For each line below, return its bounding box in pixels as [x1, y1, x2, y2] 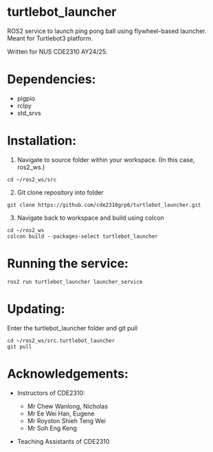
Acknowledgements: [7, 365, 129, 381]
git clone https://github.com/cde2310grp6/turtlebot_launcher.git [7, 201, 201, 208]
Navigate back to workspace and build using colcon [16, 214, 165, 222]
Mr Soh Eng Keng [27, 424, 78, 432]
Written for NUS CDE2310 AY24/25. [7, 47, 108, 56]
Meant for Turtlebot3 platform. [7, 34, 93, 42]
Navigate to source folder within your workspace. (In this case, [16, 155, 195, 163]
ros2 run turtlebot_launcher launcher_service [7, 278, 143, 285]
